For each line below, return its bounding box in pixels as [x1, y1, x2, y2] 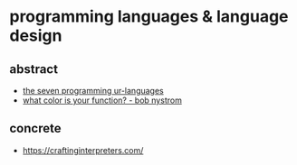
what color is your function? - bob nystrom [22, 95, 183, 105]
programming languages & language [9, 6, 289, 27]
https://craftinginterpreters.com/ [22, 144, 144, 155]
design [9, 25, 62, 46]
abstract [9, 61, 59, 77]
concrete [9, 121, 62, 136]
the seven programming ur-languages [22, 86, 165, 96]
